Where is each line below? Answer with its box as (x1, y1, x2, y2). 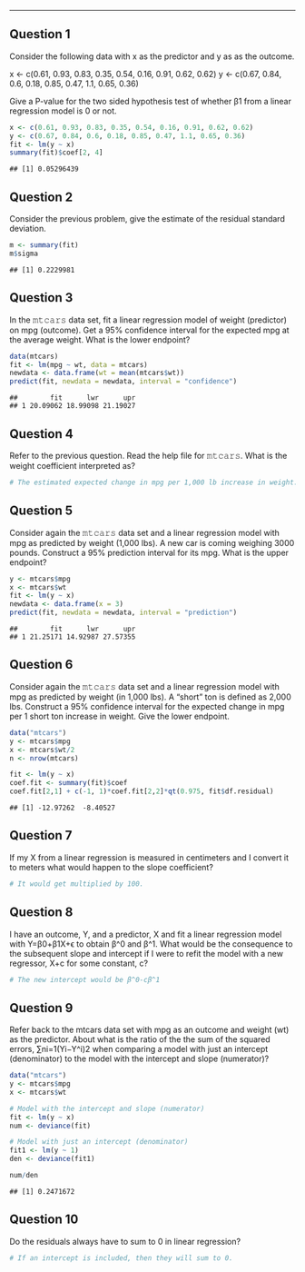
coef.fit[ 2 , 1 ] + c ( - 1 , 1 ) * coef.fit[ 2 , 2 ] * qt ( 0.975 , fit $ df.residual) (9, 787, 274, 796)
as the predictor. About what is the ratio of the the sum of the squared (9, 1034, 271, 1045)
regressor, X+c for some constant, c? (9, 958, 148, 969)
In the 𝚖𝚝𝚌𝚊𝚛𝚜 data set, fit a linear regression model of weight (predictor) (9, 314, 288, 325)
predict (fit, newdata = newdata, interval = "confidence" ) (9, 377, 238, 386)
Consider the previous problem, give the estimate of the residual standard (9, 214, 286, 224)
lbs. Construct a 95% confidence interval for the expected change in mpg (9, 701, 285, 711)
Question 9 (9, 1000, 74, 1016)
